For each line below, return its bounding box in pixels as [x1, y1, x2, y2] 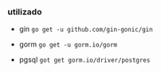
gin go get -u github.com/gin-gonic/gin [18, 25, 153, 34]
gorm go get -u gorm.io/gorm [18, 40, 117, 49]
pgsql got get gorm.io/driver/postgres [18, 55, 151, 65]
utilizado [7, 6, 42, 17]
